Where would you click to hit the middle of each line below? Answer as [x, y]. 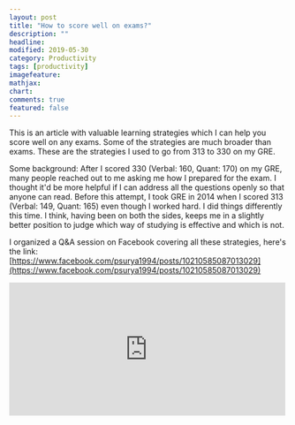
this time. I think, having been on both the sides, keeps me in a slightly [137, 216]
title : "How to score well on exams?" [80, 26]
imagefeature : [35, 75]
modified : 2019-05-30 [49, 50]
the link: [23, 252]
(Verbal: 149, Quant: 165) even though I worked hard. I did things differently [146, 206]
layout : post [33, 17]
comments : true [37, 99]
